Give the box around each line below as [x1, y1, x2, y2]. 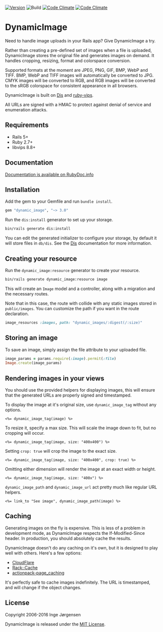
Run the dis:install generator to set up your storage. [5, 217, 113, 223]
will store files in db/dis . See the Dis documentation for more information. [5, 240, 152, 246]
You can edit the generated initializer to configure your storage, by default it [5, 235, 157, 241]
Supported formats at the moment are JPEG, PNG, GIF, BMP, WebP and [5, 67, 148, 73]
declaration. [5, 311, 29, 316]
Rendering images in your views [5, 374, 105, 382]
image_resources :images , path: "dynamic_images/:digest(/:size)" [5, 320, 143, 325]
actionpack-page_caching [12, 569, 65, 576]
